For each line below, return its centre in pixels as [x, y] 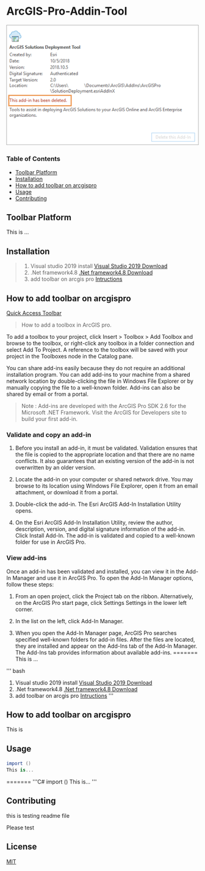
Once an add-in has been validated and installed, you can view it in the [95, 571]
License [22, 847]
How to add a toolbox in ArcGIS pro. [66, 325]
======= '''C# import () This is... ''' [52, 782]
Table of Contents [34, 159]
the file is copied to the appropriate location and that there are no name [105, 454]
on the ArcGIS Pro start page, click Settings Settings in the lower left [101, 602]
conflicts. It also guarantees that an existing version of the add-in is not [105, 461]
